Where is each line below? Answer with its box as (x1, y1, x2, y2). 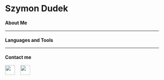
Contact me (5, 54, 32, 61)
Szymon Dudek (5, 3, 68, 14)
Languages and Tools (5, 37, 54, 43)
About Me (5, 20, 28, 26)
